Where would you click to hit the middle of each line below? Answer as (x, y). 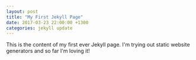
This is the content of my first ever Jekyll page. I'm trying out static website (98, 45)
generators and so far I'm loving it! (48, 51)
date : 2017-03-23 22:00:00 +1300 (47, 22)
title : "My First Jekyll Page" (45, 17)
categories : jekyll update (39, 28)
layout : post (22, 11)
